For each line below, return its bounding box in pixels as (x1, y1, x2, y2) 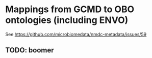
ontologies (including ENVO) (5, 14, 129, 26)
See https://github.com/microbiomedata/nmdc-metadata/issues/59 (5, 31, 147, 37)
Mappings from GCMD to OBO (5, 4, 135, 15)
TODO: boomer (5, 46, 55, 54)
